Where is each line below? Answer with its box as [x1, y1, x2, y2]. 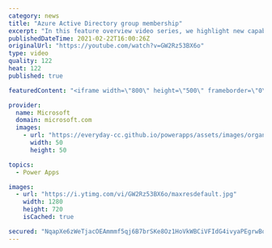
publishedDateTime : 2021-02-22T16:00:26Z [8, 34, 151, 43]
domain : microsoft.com [15, 116, 92, 124]
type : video [8, 49, 49, 57]
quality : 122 [8, 57, 53, 65]
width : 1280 [23, 198, 63, 206]
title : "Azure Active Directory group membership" [8, 19, 183, 27]
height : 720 [23, 205, 63, 214]
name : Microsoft [15, 108, 70, 117]
